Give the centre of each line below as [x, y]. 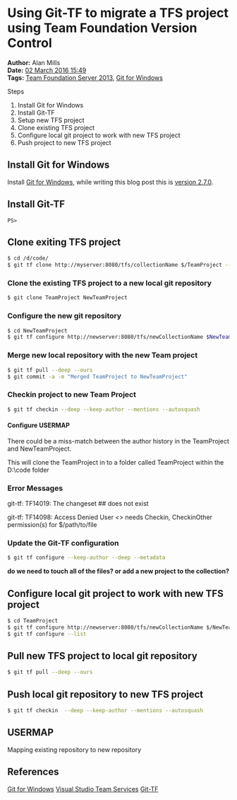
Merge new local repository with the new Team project [103, 355]
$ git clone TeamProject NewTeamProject [68, 298]
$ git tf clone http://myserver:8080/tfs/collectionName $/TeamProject [115, 265]
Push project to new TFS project [64, 142]
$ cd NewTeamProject [38, 330]
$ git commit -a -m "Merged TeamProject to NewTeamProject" [98, 376]
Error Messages [35, 488]
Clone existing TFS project [56, 127]
